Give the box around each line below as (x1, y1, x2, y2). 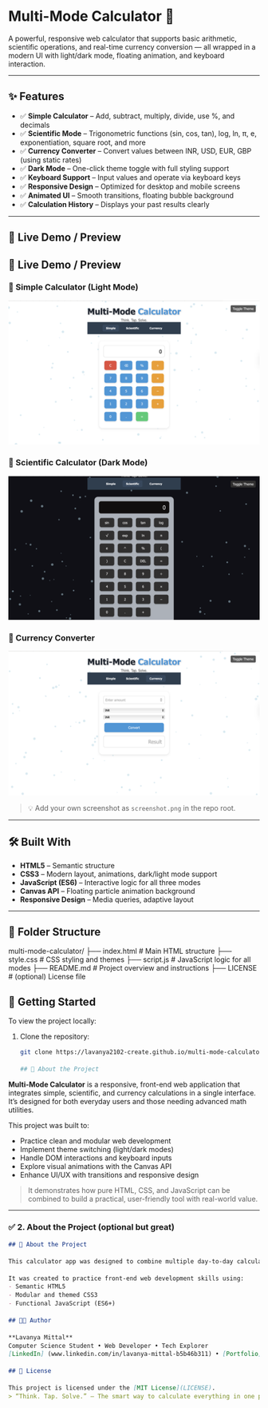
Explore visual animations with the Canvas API (19, 1161, 172, 1171)
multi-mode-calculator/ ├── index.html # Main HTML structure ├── (8, 947, 232, 956)
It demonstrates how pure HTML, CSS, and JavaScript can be (27, 1185, 231, 1195)
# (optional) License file (8, 971, 86, 982)
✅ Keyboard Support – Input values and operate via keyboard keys (19, 172, 241, 182)
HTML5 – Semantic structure (19, 860, 116, 870)
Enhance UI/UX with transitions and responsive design (19, 1170, 199, 1179)
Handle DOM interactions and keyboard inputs (19, 1153, 172, 1163)
